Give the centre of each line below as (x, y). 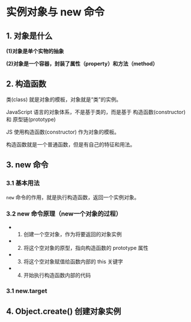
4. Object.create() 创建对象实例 (64, 312)
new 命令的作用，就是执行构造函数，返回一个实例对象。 (73, 197)
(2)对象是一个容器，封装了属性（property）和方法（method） (82, 64)
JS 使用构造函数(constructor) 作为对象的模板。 (63, 132)
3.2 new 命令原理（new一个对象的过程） (64, 214)
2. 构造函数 (26, 84)
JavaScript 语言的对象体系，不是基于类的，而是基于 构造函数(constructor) (96, 112)
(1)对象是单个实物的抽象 (35, 51)
